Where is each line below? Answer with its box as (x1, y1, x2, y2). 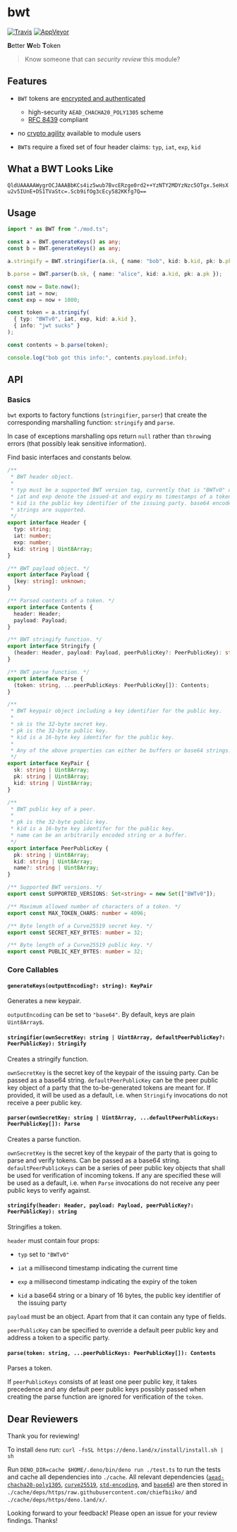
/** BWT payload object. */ (7, 565, 90, 572)
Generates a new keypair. (7, 997, 81, 1005)
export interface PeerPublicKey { (7, 844, 109, 852)
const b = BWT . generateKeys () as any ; (7, 245, 121, 253)
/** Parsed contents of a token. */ (7, 597, 115, 604)
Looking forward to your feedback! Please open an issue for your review (7, 1509, 217, 1517)
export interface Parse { (7, 675, 83, 682)
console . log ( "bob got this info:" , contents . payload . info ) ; (7, 354, 188, 361)
